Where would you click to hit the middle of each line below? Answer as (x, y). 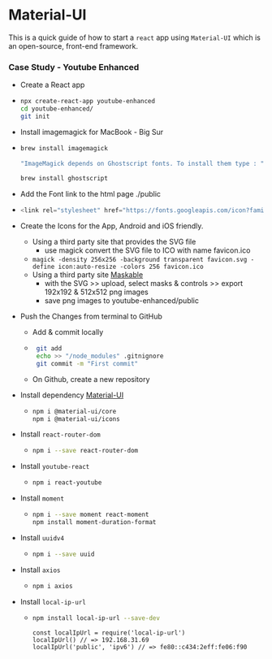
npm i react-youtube (67, 483)
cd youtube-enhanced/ (56, 109)
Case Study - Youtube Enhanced (74, 67)
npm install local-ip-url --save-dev (96, 618)
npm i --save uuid (63, 554)
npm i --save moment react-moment (91, 515)
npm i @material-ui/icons (76, 419)
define (43, 267)
